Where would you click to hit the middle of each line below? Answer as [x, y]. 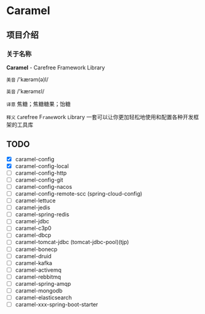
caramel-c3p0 [33, 228]
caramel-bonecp [36, 249]
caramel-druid [33, 256]
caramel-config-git [39, 180]
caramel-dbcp [33, 235]
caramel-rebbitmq [38, 277]
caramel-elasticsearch [43, 297]
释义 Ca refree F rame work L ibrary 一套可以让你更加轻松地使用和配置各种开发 [100, 117]
